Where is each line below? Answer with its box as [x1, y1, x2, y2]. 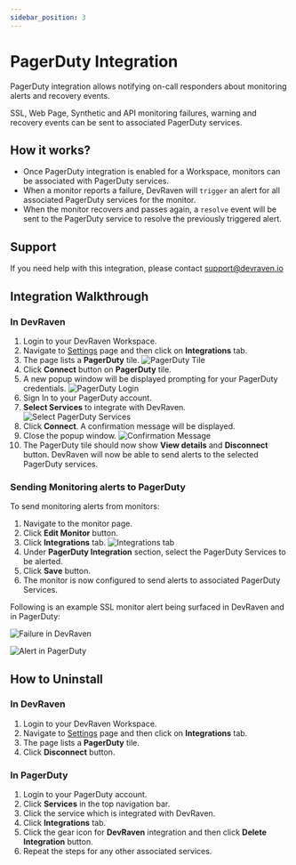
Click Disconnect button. [22, 747, 116, 757]
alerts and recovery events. [10, 90, 110, 101]
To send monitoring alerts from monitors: [10, 501, 160, 512]
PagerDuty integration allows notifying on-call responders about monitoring [10, 81, 287, 92]
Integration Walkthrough [10, 288, 149, 303]
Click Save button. [22, 566, 92, 577]
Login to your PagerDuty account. [22, 789, 148, 800]
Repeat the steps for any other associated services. [22, 846, 212, 857]
